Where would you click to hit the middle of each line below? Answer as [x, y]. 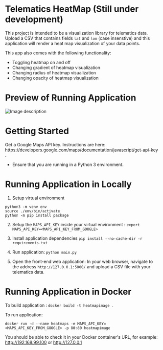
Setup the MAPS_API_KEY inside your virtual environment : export [76, 224]
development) [34, 19]
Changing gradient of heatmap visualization [56, 68]
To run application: [24, 315]
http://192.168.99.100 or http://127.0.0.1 [44, 342]
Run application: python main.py [44, 252]
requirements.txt [30, 243]
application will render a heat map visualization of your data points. [73, 43]
